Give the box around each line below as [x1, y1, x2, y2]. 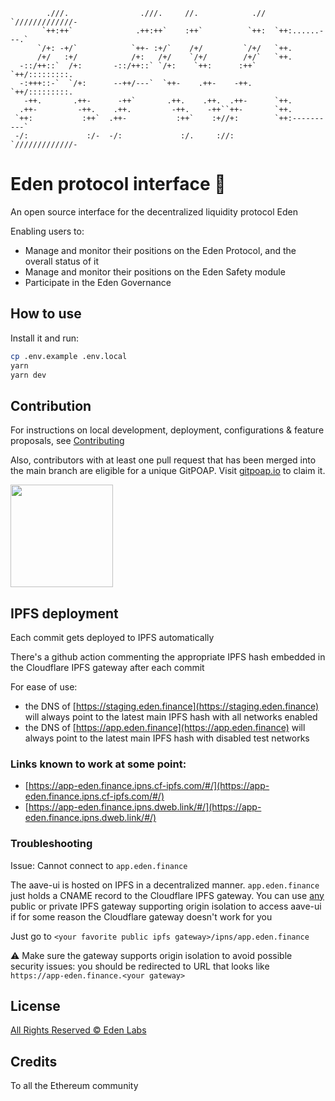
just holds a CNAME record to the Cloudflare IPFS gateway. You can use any [10, 889, 325, 901]
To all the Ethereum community [10, 1080, 139, 1092]
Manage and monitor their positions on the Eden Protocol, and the [24, 244, 297, 256]
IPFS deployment [10, 605, 119, 622]
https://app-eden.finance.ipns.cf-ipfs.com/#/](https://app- [28, 780, 270, 792]
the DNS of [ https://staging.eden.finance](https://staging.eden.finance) [24, 700, 320, 712]
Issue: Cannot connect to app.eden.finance [10, 859, 188, 871]
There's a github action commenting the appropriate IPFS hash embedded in [10, 651, 326, 663]
